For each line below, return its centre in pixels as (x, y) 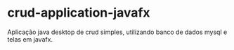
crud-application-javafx (79, 13)
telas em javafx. (30, 39)
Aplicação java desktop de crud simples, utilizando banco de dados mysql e (117, 32)
